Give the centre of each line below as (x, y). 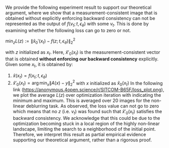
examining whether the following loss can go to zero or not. (68, 30)
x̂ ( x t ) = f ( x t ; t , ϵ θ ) (30, 76)
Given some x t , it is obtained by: (39, 65)
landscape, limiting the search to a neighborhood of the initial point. (84, 129)
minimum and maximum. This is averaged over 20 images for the (81, 101)
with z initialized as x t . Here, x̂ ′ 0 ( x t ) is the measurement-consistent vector (83, 53)
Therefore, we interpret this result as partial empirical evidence (79, 134)
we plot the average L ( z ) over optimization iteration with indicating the (87, 95)
